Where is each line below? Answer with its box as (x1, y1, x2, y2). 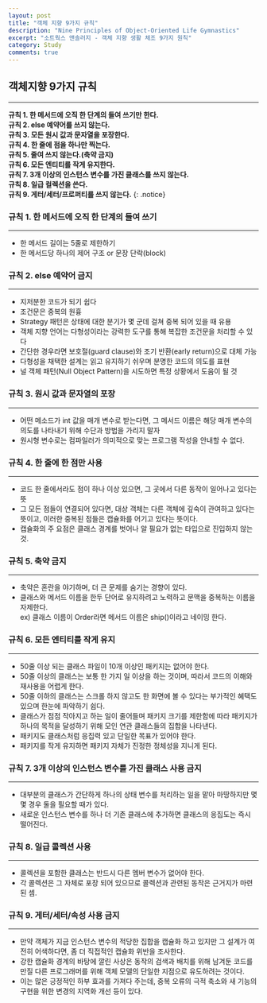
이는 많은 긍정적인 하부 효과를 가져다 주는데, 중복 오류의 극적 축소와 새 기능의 (19, 977, 257, 986)
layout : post (8, 11, 52, 20)
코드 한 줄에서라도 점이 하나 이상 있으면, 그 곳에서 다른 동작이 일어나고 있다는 (19, 484, 257, 494)
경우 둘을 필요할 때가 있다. (28, 800, 110, 809)
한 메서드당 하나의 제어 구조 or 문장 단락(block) (19, 248, 167, 258)
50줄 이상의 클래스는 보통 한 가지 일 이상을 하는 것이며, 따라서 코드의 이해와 (19, 671, 253, 680)
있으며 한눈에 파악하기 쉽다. (19, 701, 106, 711)
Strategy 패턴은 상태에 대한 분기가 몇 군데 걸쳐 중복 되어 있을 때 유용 (19, 317, 232, 327)
